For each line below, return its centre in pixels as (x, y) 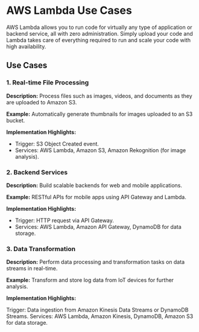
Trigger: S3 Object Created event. (57, 144)
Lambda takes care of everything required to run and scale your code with (99, 40)
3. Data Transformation (41, 249)
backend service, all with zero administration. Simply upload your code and (99, 33)
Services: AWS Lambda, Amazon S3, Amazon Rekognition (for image (100, 150)
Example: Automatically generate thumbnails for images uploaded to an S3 (99, 114)
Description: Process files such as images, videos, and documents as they (99, 96)
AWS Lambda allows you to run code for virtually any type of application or (99, 27)
